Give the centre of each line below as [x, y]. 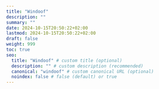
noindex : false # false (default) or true [64, 77]
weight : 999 [21, 44]
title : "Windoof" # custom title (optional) [67, 60]
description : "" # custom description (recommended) [77, 66]
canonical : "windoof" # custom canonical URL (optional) [83, 71]
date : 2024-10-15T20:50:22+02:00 [47, 28]
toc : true [18, 50]
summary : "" [21, 22]
